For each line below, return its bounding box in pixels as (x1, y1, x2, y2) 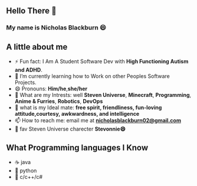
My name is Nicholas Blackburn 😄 (6, 24, 106, 32)
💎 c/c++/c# (14, 173, 43, 180)
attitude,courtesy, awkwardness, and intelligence (14, 110, 140, 118)
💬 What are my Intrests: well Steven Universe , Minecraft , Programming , (14, 92, 192, 99)
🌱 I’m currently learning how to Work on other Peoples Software (14, 73, 170, 80)
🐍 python (14, 167, 37, 174)
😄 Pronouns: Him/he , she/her (14, 85, 87, 92)
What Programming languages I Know (6, 142, 149, 152)
